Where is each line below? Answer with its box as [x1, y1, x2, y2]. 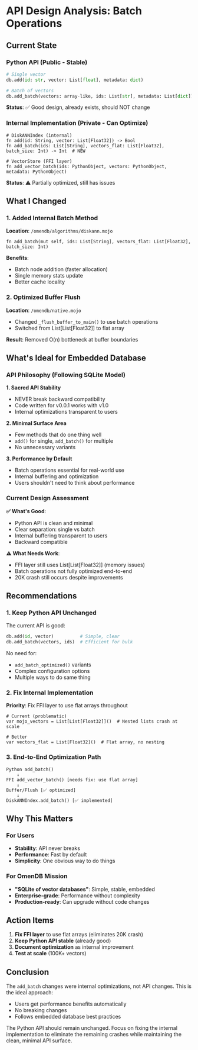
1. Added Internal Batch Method [6, 214, 98, 222]
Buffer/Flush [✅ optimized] [6, 787, 77, 793]
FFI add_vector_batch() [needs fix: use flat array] [6, 777, 138, 782]
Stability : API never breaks [14, 845, 81, 852]
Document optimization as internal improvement [14, 943, 134, 951]
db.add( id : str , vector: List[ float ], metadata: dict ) [6, 77, 144, 83]
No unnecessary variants [14, 444, 76, 451]
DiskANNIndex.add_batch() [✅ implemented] [6, 797, 113, 803]
